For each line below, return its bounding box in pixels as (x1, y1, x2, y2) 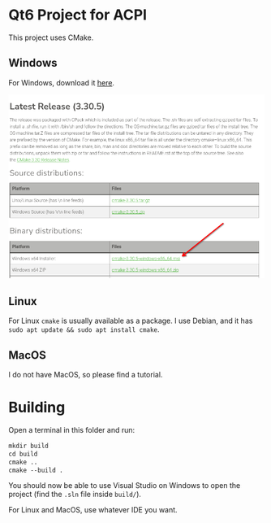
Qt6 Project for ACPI (8, 6, 148, 24)
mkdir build (8, 442, 49, 450)
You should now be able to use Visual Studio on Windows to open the (8, 480, 241, 490)
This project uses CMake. (8, 33, 94, 42)
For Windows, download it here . (8, 77, 115, 87)
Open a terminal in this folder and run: (8, 425, 135, 434)
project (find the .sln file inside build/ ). (8, 489, 142, 499)
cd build (8, 450, 38, 458)
